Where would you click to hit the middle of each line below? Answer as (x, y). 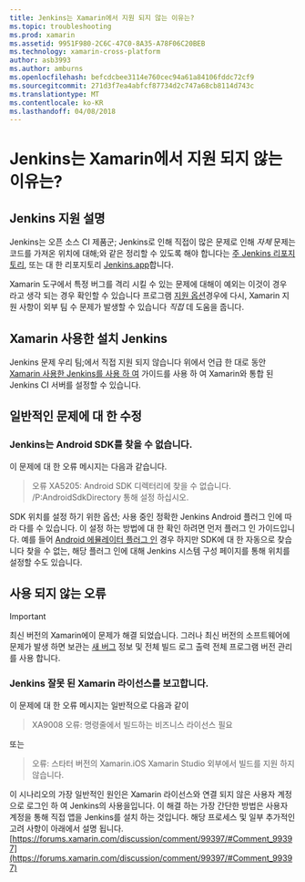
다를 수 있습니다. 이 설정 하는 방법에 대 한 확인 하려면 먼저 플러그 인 (137, 528)
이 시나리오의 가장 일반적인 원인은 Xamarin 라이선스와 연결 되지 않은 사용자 (142, 794)
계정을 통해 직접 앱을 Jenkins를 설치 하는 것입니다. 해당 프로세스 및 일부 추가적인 (152, 816)
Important (28, 616)
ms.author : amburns (46, 69)
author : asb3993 (40, 60)
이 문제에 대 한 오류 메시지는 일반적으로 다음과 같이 (99, 705)
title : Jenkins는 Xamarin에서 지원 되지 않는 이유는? (102, 18)
